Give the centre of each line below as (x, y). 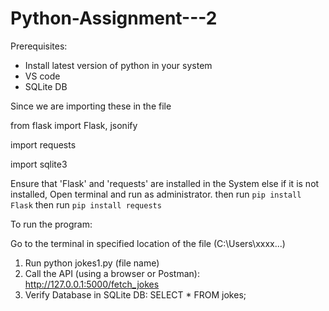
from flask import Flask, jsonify (74, 125)
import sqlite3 (39, 164)
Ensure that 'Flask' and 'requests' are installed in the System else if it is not (165, 183)
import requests (43, 144)
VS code (42, 76)
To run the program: (51, 224)
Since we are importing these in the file (91, 106)
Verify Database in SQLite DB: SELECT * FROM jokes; (135, 294)
